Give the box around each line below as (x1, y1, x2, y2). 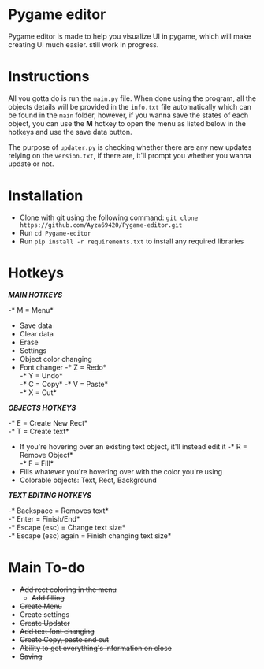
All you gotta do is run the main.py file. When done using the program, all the (8, 93, 257, 103)
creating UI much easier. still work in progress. (8, 39, 159, 49)
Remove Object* (19, 450, 73, 459)
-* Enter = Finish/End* (8, 514, 80, 523)
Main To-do (8, 558, 85, 576)
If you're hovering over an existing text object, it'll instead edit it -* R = (19, 441, 248, 451)
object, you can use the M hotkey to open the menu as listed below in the (8, 118, 247, 128)
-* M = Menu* (8, 305, 54, 314)
